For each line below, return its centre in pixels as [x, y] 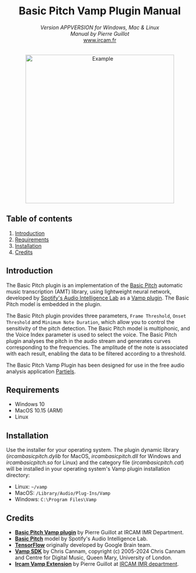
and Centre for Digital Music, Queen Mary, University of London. [93, 558]
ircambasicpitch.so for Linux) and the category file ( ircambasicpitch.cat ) [95, 462]
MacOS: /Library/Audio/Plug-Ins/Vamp [63, 493]
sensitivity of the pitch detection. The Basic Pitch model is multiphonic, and [98, 328]
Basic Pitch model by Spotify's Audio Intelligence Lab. [81, 539]
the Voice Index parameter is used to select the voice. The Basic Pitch [91, 335]
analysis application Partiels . [41, 371]
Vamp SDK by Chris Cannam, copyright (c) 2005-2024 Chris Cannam [100, 551]
